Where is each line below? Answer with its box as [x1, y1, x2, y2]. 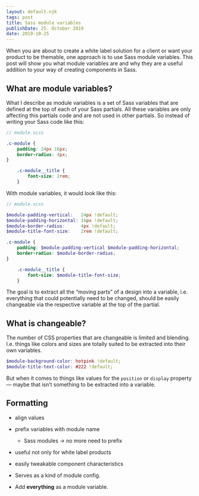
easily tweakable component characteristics [14, 460, 124, 467]
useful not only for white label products [14, 448, 111, 456]
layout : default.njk [6, 8, 58, 15]
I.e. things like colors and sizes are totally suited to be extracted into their [6, 341, 186, 348]
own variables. [6, 347, 42, 354]
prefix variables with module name [14, 425, 100, 432]
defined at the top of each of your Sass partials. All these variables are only [6, 105, 191, 113]
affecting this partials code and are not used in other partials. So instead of [6, 111, 190, 119]
